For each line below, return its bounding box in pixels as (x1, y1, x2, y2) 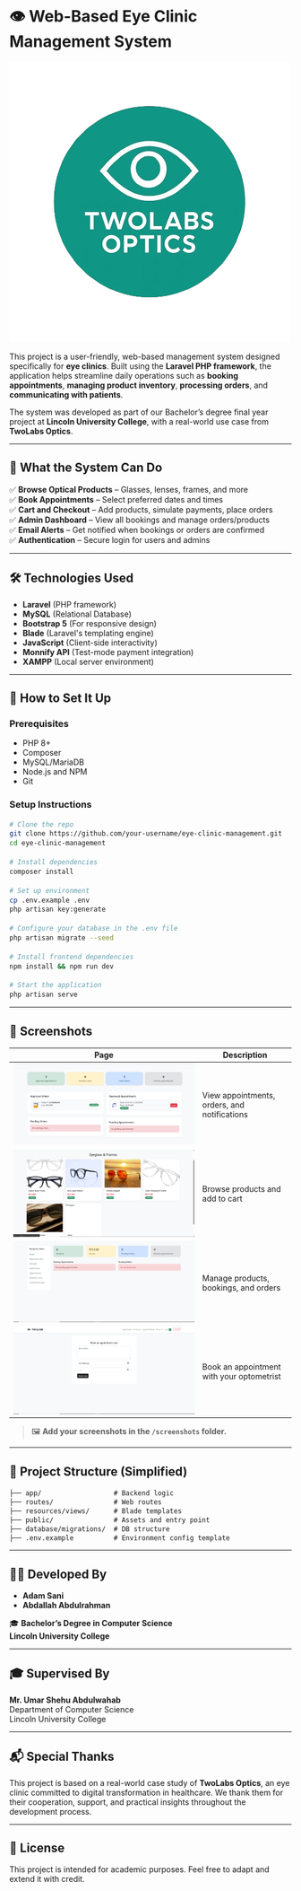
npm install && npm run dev (9, 961, 115, 971)
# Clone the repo (9, 819, 74, 829)
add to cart (202, 1194, 244, 1204)
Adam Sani (21, 1589, 64, 1601)
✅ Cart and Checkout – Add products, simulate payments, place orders (9, 503, 273, 515)
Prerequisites (9, 717, 69, 730)
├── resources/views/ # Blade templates (9, 1507, 182, 1516)
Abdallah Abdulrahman (21, 1599, 111, 1610)
